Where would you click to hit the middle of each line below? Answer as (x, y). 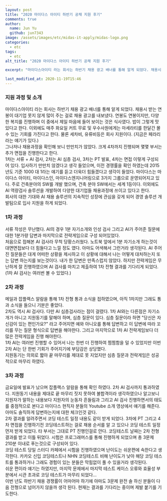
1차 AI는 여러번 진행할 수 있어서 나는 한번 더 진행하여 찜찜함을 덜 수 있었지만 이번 (83, 342)
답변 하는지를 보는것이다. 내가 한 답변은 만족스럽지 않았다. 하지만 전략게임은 (83, 260)
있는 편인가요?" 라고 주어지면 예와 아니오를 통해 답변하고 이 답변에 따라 (87, 323)
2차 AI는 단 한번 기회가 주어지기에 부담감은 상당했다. (56, 348)
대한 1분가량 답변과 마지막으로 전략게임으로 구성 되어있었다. (63, 235)
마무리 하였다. (32, 361)
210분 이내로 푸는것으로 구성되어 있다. (42, 443)
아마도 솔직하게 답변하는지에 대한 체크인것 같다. (51, 412)
